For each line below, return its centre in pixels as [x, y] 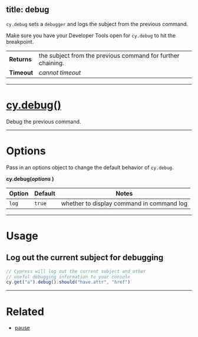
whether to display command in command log [124, 203]
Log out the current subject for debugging [85, 257]
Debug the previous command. [44, 121]
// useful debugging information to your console [68, 277]
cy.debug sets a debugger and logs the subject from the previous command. [97, 24]
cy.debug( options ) [30, 179]
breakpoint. [20, 41]
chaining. [52, 63]
